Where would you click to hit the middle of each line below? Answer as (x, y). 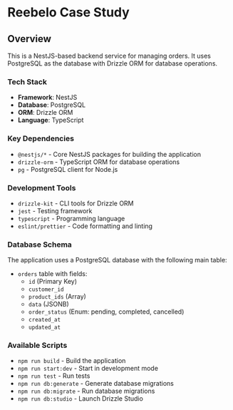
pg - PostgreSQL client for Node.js (68, 169)
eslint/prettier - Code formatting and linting (85, 226)
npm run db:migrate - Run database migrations (86, 391)
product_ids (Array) (57, 297)
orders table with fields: (52, 274)
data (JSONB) (48, 304)
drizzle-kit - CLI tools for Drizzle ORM (76, 203)
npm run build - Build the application (72, 361)
